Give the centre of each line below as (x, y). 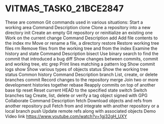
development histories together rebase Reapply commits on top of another (80, 85)
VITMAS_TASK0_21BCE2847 (64, 9)
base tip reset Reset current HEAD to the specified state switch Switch (76, 90)
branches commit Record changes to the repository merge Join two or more (82, 80)
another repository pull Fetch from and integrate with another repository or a (82, 106)
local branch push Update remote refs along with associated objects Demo (81, 111)
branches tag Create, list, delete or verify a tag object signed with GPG (76, 95)
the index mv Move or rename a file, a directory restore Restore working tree (82, 43)
